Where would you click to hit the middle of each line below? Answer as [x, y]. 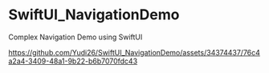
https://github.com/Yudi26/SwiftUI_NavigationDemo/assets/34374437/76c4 [134, 52]
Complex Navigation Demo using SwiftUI [75, 37]
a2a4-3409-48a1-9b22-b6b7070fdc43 [73, 61]
